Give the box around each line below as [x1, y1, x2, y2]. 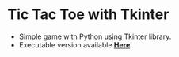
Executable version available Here [18, 40, 131, 49]
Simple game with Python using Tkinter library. [18, 32, 172, 41]
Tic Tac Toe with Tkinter [7, 6, 169, 24]
